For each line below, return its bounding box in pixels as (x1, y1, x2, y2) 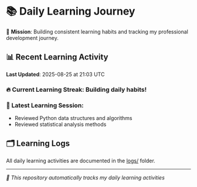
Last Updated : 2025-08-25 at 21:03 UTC (6, 71, 105, 78)
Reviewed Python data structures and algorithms (14, 114, 133, 121)
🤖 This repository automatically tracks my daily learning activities (6, 174, 165, 181)
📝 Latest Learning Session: (6, 101, 84, 109)
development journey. (6, 34, 59, 41)
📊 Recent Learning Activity (6, 52, 108, 62)
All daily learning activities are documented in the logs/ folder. (6, 157, 155, 164)
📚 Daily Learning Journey (6, 5, 135, 18)
